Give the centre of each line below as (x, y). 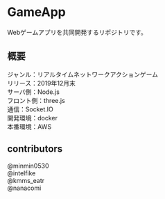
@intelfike (21, 173)
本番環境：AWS (29, 127)
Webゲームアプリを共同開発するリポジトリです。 (77, 32)
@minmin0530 (28, 166)
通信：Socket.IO (30, 109)
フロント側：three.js (36, 100)
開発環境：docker (32, 118)
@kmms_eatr (26, 180)
